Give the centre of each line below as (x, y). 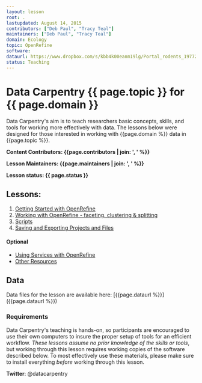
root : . (16, 17)
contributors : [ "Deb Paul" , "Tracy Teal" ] (60, 29)
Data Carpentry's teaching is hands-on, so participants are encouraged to (98, 330)
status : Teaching (28, 62)
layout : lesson (25, 12)
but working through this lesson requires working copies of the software (96, 349)
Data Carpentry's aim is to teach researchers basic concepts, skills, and (95, 121)
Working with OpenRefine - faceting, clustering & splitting (86, 215)
